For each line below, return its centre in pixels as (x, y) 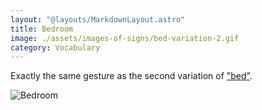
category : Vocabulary (55, 47)
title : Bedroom (42, 29)
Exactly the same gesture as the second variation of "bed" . (131, 76)
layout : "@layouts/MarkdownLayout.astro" (98, 19)
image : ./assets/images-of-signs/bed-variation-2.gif (125, 38)
